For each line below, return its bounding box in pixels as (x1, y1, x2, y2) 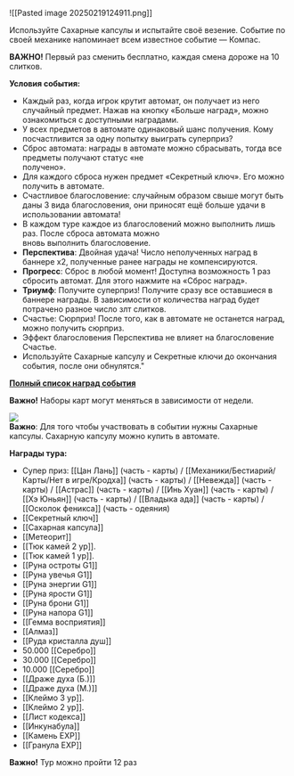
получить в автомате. (21, 181, 105, 191)
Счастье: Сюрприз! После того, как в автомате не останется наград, (21, 314, 285, 323)
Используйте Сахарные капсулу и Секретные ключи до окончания (21, 351, 278, 362)
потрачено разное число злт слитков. (21, 304, 167, 314)
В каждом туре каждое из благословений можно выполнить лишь (21, 218, 276, 229)
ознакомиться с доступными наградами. (21, 115, 179, 125)
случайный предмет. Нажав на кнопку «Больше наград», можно (21, 105, 269, 115)
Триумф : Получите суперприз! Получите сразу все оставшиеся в (21, 285, 274, 295)
